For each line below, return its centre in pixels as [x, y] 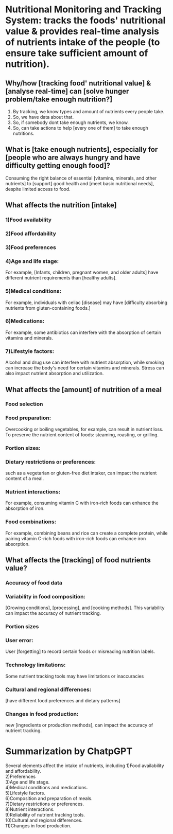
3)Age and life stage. [28, 782]
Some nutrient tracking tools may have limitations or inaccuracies [75, 676]
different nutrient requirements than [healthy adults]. [61, 278]
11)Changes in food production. [38, 826]
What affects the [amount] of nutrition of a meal [84, 389]
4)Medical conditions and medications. [47, 788]
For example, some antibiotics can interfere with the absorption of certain [83, 332]
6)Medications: [25, 321]
